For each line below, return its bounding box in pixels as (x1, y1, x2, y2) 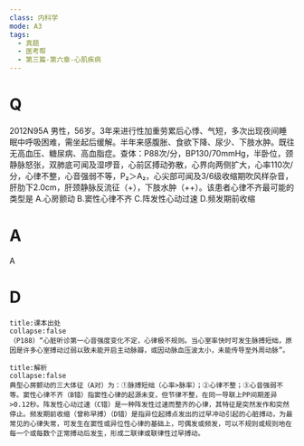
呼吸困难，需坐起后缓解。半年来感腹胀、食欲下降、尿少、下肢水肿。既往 (24, 137, 295, 147)
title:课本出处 (9, 318, 62, 327)
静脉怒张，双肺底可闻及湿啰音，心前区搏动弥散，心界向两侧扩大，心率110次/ (9, 159, 294, 170)
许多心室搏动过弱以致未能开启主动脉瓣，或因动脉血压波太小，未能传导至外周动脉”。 (22, 346, 290, 355)
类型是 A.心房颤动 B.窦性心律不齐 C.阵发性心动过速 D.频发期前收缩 (9, 193, 256, 204)
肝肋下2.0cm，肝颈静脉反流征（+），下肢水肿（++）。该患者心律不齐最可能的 (9, 182, 295, 193)
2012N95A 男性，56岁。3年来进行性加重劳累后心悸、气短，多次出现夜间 (9, 125, 280, 136)
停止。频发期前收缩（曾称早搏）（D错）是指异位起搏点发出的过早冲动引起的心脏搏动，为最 (9, 409, 293, 419)
